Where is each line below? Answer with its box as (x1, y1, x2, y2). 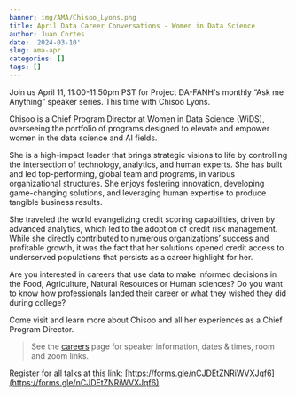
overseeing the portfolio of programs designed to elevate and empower (9, 123, 270, 133)
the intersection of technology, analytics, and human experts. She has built (9, 159, 283, 170)
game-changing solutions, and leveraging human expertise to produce (9, 187, 267, 198)
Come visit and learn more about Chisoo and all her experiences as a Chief (9, 314, 283, 325)
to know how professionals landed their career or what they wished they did (9, 288, 286, 298)
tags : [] (9, 63, 42, 72)
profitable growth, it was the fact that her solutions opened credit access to (9, 242, 284, 253)
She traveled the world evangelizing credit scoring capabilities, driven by (9, 214, 276, 225)
